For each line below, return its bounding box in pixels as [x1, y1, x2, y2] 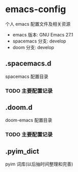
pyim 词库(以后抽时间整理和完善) [5, 161, 73, 167]
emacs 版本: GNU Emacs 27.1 [12, 31, 73, 37]
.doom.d [5, 103, 33, 112]
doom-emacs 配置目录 [5, 117, 52, 123]
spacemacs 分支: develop [12, 38, 66, 44]
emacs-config [5, 4, 66, 15]
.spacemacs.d [5, 59, 52, 68]
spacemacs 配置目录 [5, 73, 49, 79]
